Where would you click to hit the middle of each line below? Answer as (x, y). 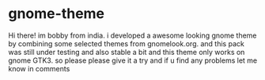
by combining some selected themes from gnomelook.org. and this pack (127, 43)
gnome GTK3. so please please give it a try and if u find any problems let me (133, 60)
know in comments (39, 68)
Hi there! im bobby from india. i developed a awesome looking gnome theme (132, 35)
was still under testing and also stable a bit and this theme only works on (127, 52)
